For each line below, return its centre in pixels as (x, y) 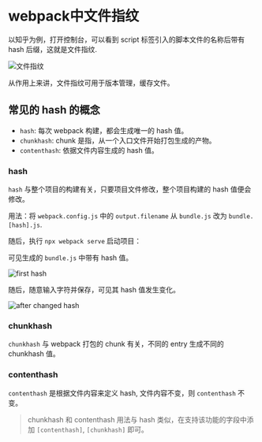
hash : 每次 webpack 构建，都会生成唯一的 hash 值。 (104, 130)
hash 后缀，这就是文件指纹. (52, 49)
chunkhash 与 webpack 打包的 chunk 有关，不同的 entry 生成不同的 (116, 344)
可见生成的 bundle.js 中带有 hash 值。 (70, 258)
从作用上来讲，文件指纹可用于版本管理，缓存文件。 (91, 83)
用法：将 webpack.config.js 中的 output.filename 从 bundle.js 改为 (118, 216)
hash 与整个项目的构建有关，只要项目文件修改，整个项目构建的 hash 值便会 (130, 189)
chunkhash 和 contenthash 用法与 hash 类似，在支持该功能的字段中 (137, 419)
